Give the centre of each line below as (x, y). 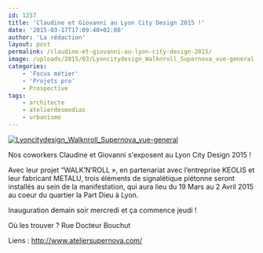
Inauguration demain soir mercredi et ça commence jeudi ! (102, 210)
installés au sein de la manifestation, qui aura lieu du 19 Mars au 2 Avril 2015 (131, 186)
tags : (17, 96)
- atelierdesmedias (54, 110)
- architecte (44, 103)
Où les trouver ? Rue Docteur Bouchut (69, 225)
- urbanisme (42, 117)
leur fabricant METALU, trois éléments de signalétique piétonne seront (122, 178)
